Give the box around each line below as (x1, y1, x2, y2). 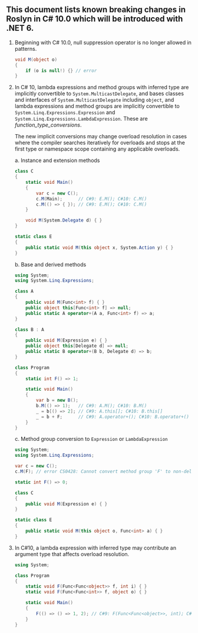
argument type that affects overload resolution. (14, 550, 130, 557)
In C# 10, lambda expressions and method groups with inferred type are (14, 84, 189, 91)
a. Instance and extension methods (14, 157, 100, 164)
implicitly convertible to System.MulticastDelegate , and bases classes (14, 90, 184, 97)
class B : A (14, 326, 44, 333)
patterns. (14, 45, 37, 52)
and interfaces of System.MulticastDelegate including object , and (14, 96, 174, 103)
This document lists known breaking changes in (6, 5, 186, 15)
